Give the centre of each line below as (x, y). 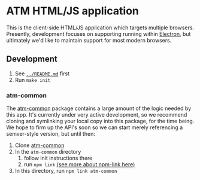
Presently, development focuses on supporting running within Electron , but (99, 33)
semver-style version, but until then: (51, 134)
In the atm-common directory (48, 152)
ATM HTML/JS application (72, 11)
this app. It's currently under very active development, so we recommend (97, 115)
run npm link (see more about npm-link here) (79, 164)
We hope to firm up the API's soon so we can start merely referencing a (95, 127)
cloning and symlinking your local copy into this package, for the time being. (100, 121)
